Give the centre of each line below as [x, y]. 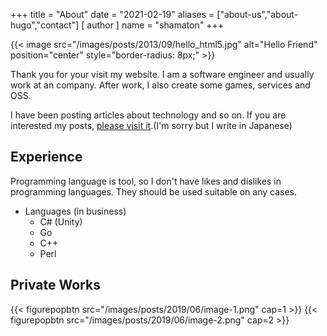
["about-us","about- [257, 14]
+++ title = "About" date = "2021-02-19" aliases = [112, 14]
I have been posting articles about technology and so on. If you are [148, 115]
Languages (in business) [75, 211]
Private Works [55, 285]
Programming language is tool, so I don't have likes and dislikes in [146, 181]
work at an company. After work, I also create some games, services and [160, 85]
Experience [46, 157]
